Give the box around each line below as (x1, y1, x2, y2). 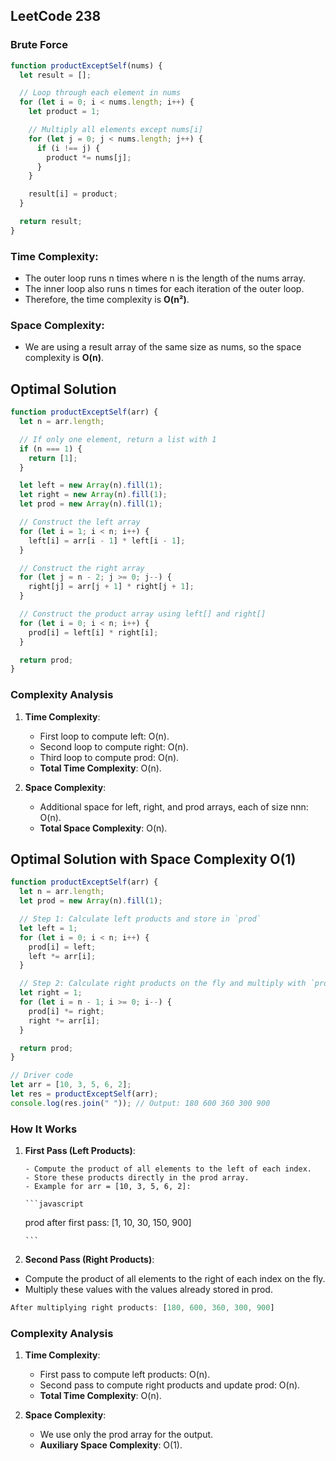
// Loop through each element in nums (19, 88, 182, 98)
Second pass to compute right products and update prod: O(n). (39, 1379, 301, 1391)
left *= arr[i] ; (28, 951, 97, 961)
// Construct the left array (19, 517, 141, 528)
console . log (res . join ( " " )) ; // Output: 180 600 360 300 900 (10, 1098, 271, 1108)
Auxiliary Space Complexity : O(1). (39, 1439, 183, 1451)
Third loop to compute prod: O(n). (39, 751, 180, 763)
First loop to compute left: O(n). (39, 730, 170, 742)
